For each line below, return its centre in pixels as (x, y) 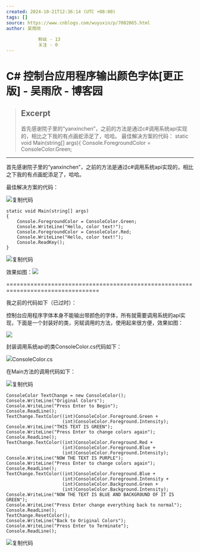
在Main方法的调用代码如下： (41, 371)
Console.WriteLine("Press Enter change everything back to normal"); (94, 505)
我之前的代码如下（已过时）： (41, 302)
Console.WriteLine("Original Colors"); (56, 401)
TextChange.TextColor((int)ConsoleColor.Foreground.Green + (82, 416)
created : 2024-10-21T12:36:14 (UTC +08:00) (61, 12)
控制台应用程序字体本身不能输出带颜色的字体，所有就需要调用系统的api (93, 315)
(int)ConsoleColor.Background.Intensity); (115, 489)
